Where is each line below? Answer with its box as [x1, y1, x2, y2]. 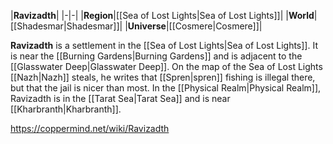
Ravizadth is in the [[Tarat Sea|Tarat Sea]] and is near [10, 93, 231, 104]
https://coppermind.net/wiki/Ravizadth [10, 123, 170, 134]
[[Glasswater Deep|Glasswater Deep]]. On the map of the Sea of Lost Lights [10, 61, 323, 72]
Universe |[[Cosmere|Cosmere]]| [127, 20, 263, 32]
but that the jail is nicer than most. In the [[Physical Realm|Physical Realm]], [10, 82, 322, 94]
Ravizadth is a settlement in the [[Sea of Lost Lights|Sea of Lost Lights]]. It [10, 40, 318, 51]
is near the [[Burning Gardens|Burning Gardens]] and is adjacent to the [10, 50, 303, 62]
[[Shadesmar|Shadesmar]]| [10, 20, 123, 32]
